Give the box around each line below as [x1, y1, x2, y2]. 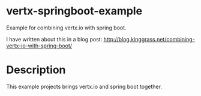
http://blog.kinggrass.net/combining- [103, 35, 195, 43]
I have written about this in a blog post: [6, 35, 103, 43]
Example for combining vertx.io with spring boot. [6, 24, 127, 31]
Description [6, 63, 66, 77]
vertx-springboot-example [6, 4, 143, 18]
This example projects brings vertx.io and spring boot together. [6, 83, 162, 90]
